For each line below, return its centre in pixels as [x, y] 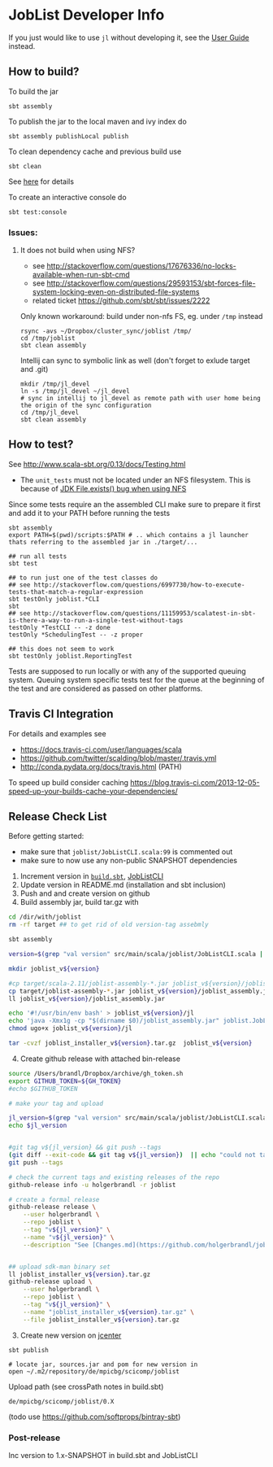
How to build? [44, 72]
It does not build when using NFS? [78, 251]
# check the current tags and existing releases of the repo [114, 1177]
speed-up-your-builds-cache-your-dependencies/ [93, 791]
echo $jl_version [38, 1126]
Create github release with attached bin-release [100, 1059]
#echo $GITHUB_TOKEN [43, 1089]
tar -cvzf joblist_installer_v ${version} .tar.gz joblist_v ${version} [130, 1043]
